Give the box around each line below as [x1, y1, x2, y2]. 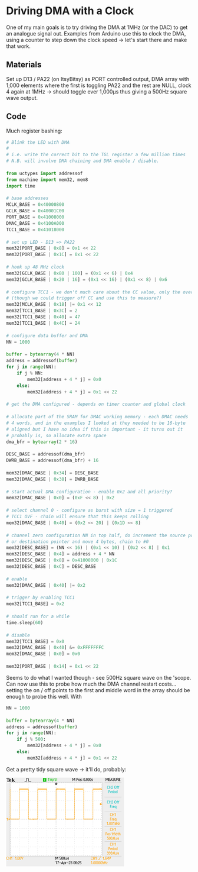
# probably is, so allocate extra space [6, 432, 107, 438]
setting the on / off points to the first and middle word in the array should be [6, 686, 190, 693]
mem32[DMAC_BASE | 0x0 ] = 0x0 [6, 651, 81, 657]
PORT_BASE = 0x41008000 [6, 214, 65, 220]
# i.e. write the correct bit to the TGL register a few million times [6, 152, 186, 158]
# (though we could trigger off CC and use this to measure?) [6, 295, 162, 301]
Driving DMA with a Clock [6, 4, 134, 18]
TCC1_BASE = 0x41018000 [6, 227, 65, 232]
